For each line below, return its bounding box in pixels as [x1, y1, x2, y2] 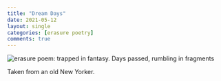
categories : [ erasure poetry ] [7, 29, 94, 36]
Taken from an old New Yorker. [7, 68, 95, 76]
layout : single [7, 23, 51, 30]
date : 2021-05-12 [7, 16, 57, 23]
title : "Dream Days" [7, 10, 67, 17]
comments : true [7, 36, 51, 43]
